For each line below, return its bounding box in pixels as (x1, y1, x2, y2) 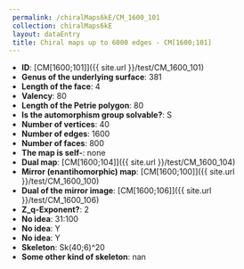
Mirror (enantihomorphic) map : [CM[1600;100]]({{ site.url (20, 167, 235, 177)
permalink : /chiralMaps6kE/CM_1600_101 (12, 12, 161, 22)
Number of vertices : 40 (20, 119, 110, 130)
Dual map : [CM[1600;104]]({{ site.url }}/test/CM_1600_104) (20, 157, 236, 167)
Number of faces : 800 (20, 138, 104, 149)
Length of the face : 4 (20, 81, 101, 92)
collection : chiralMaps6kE (12, 21, 113, 30)
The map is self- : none (20, 148, 106, 159)
